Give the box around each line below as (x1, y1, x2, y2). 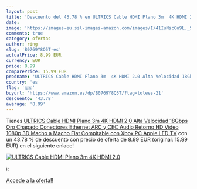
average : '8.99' (6, 101, 46, 107)
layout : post (6, 8, 38, 15)
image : (6, 25, 22, 31)
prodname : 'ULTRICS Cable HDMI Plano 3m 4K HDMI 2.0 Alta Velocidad (6, 74, 180, 80)
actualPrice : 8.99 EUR (6, 52, 62, 58)
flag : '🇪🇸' (6, 85, 35, 91)
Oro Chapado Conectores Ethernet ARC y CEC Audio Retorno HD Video (6, 123, 179, 130)
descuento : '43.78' (6, 95, 54, 101)
